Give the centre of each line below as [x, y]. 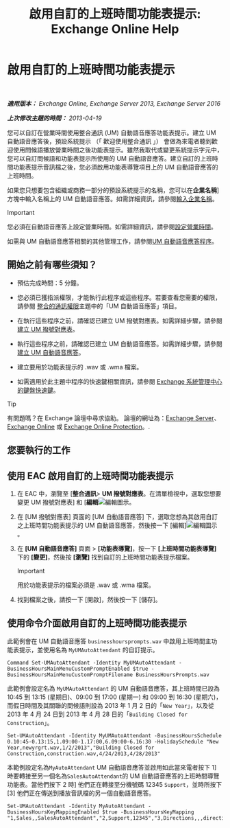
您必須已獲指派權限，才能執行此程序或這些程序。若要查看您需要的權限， [119, 297]
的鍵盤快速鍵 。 [38, 390]
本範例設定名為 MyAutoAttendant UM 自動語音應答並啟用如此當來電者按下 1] [112, 767]
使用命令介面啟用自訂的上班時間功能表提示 [97, 623]
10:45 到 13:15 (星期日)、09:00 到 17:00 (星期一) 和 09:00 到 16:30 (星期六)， [115, 697]
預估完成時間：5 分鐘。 [50, 283]
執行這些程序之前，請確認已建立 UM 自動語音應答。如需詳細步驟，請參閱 [119, 343]
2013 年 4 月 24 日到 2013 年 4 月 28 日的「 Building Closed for [98, 714]
